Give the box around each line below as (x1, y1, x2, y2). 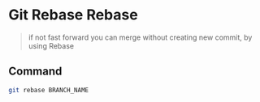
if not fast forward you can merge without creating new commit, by (28, 32, 253, 42)
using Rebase (28, 40, 75, 50)
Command (8, 65, 63, 79)
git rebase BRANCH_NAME (8, 86, 89, 94)
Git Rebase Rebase (8, 6, 138, 24)
